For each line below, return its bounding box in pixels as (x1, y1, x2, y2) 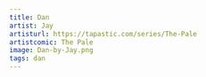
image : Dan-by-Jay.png (9, 46, 94, 55)
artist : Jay (9, 21, 54, 30)
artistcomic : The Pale (9, 37, 94, 47)
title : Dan (9, 12, 50, 22)
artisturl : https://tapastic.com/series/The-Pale (9, 29, 198, 38)
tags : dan (9, 54, 46, 63)
